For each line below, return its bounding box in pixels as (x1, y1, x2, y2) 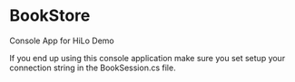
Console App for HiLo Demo (9, 35, 115, 46)
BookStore (9, 5, 91, 26)
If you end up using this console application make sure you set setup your (9, 52, 286, 63)
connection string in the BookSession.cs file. (9, 62, 176, 73)
